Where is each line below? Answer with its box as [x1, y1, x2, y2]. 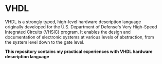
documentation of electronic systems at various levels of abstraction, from [5, 34, 154, 40]
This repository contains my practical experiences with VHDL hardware [5, 49, 153, 54]
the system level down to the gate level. [5, 39, 85, 45]
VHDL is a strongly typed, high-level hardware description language [5, 19, 141, 25]
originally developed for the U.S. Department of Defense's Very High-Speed [5, 24, 157, 29]
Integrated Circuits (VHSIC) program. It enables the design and [5, 29, 131, 35]
